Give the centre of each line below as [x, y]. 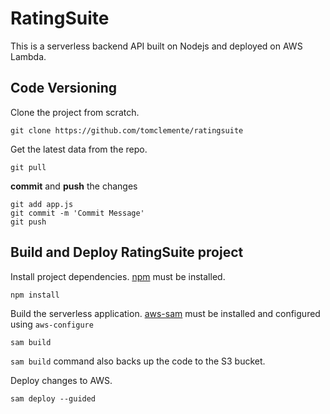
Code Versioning [64, 88]
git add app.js [42, 204]
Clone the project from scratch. [75, 112]
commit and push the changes [74, 186]
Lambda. [28, 56]
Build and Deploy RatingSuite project [127, 252]
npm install [35, 295]
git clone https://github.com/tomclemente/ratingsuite [127, 130]
